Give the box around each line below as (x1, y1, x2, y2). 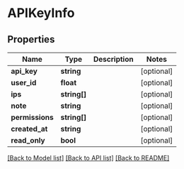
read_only (11, 136, 45, 145)
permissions (11, 112, 54, 122)
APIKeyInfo (7, 5, 76, 21)
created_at (11, 124, 48, 133)
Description (93, 55, 134, 64)
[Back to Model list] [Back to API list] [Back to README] (7, 154, 170, 162)
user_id (11, 78, 37, 87)
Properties (7, 33, 55, 45)
